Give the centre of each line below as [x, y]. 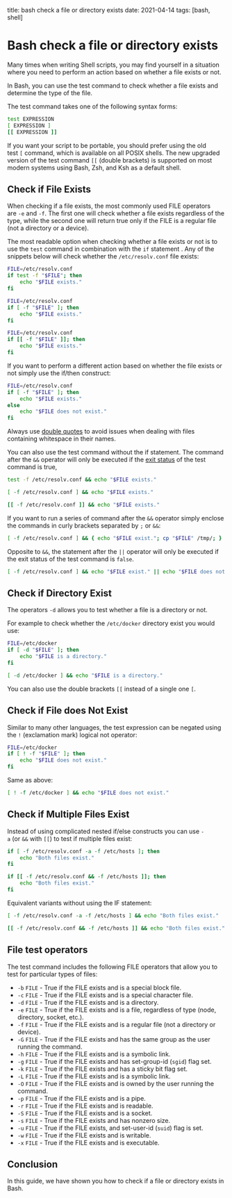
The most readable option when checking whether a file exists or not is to [112, 242]
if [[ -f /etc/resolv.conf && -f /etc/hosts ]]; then [87, 877]
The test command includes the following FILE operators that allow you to [113, 967]
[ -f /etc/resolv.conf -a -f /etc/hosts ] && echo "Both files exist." [113, 916]
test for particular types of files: [52, 974]
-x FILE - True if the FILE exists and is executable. [88, 1142]
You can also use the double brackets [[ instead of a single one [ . [102, 689]
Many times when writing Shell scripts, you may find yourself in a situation [114, 65]
